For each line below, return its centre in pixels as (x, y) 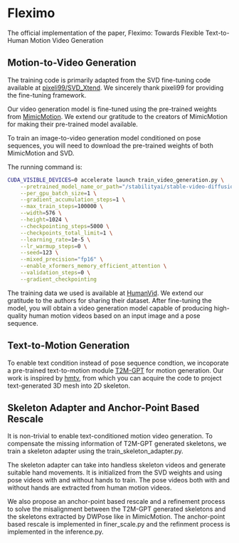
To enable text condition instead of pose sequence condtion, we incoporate (118, 363)
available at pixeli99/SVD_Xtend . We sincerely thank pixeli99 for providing (116, 88)
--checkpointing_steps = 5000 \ (65, 226)
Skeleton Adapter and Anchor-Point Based (103, 408)
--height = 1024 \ (44, 219)
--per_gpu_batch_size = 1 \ (59, 193)
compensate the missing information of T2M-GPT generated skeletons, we (117, 444)
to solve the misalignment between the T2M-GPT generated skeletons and (117, 509)
